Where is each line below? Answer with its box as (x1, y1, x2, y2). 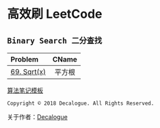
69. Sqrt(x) (10, 67, 46, 76)
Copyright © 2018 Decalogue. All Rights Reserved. (7, 100, 155, 107)
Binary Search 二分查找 (7, 36, 103, 45)
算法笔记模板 (7, 86, 43, 94)
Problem (10, 55, 39, 64)
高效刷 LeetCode (7, 6, 103, 22)
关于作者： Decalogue (7, 113, 68, 120)
